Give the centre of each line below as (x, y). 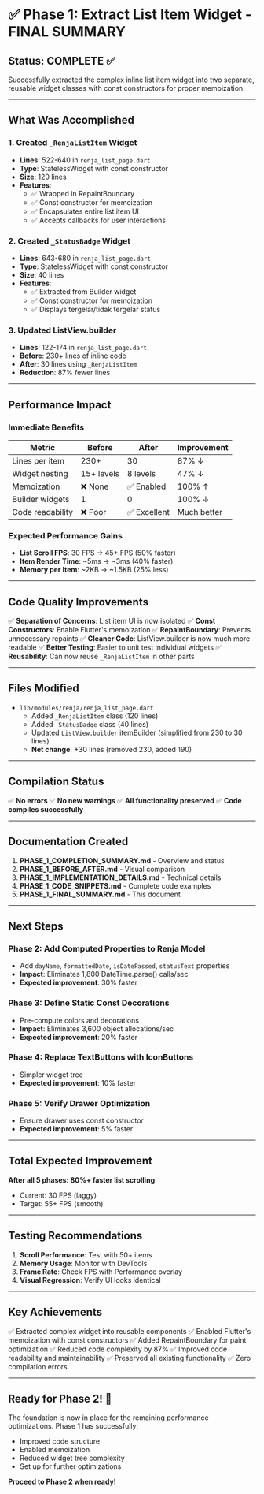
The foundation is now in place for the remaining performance (109, 1418)
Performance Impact (60, 405)
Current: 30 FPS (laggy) (58, 1195)
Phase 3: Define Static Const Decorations (89, 1003)
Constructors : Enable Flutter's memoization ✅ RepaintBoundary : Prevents (130, 630)
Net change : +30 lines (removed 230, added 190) (112, 749)
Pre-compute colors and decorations (79, 1020)
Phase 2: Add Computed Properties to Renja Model (107, 948)
